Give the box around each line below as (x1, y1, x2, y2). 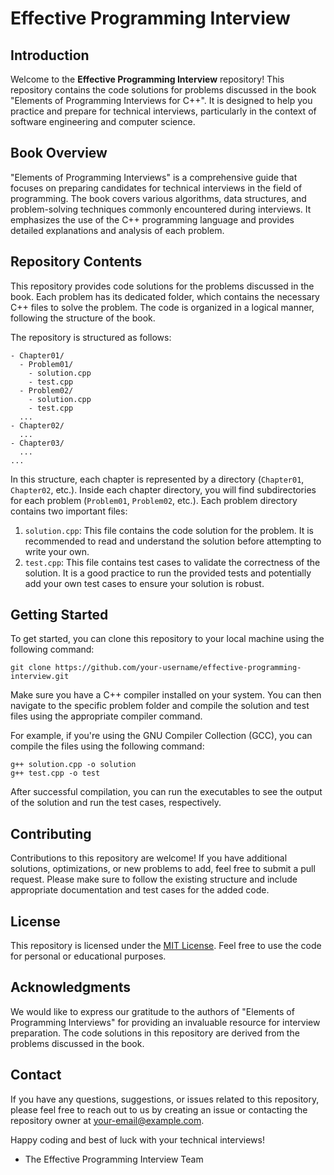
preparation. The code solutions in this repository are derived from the (10, 1027, 300, 1039)
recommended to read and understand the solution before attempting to (24, 535, 322, 547)
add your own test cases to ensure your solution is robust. (24, 577, 265, 589)
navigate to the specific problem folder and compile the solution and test (10, 700, 310, 712)
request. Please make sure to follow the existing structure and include (10, 873, 298, 886)
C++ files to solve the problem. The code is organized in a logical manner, (10, 301, 315, 313)
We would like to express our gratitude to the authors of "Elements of (10, 1005, 295, 1017)
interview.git (10, 672, 70, 682)
